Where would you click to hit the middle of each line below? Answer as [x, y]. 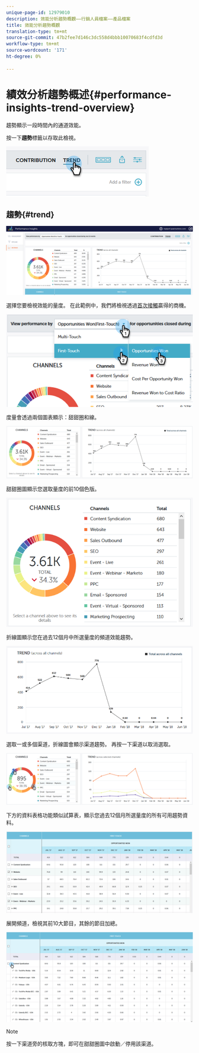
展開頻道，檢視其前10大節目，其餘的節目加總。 [63, 923]
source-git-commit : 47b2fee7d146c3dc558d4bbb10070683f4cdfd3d [84, 38]
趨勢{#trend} [30, 214]
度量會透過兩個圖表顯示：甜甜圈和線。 [53, 417]
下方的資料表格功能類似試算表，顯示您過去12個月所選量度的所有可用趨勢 [94, 815]
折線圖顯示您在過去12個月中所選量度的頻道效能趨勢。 [71, 637]
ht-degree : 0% [24, 56]
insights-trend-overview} [70, 108]
